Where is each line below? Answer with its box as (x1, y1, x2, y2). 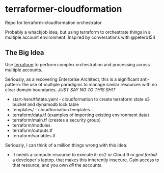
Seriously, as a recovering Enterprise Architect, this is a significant (5, 76, 139, 82)
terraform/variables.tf (12, 132, 56, 138)
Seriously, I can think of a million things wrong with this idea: (5, 142, 128, 148)
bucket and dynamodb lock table (12, 101, 79, 107)
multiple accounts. (5, 67, 43, 73)
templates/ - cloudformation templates (12, 106, 90, 112)
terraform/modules (12, 122, 51, 128)
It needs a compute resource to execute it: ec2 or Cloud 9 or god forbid (12, 151, 157, 157)
